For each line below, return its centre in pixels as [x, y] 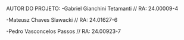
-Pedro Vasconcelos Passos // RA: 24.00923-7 [63, 31]
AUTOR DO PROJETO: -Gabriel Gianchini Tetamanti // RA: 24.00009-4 [92, 9]
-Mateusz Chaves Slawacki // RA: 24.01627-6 [62, 20]
